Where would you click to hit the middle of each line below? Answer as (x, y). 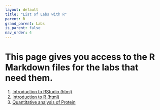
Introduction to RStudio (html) (42, 91)
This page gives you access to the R (80, 57)
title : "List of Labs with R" (36, 14)
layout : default (22, 10)
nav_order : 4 (18, 33)
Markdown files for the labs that (72, 68)
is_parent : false (23, 28)
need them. (29, 78)
